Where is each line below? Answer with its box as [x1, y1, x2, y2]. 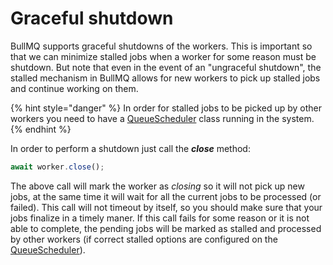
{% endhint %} [10, 123, 72, 135]
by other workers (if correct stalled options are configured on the [10, 233, 278, 245]
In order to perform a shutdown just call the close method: [10, 142, 251, 154]
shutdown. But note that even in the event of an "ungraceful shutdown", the [10, 61, 322, 73]
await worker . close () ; [10, 162, 105, 172]
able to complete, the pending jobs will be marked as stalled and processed [10, 222, 322, 234]
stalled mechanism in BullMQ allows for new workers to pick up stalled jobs [10, 72, 321, 84]
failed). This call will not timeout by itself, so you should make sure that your [10, 201, 323, 213]
